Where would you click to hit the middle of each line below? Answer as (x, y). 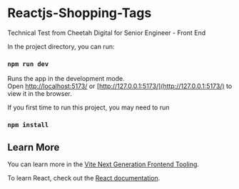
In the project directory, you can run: (61, 46)
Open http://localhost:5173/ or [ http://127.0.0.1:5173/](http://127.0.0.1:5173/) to (120, 86)
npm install (28, 125)
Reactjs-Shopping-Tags (80, 13)
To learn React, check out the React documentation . (84, 178)
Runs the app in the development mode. (66, 79)
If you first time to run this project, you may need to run (88, 107)
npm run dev (28, 64)
